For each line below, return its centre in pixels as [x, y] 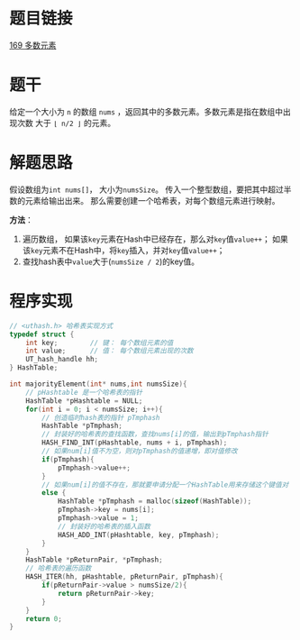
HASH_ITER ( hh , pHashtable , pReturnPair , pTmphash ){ [124, 577]
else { [54, 493]
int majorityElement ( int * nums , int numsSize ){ [98, 384]
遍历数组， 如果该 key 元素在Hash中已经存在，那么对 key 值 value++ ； [146, 239]
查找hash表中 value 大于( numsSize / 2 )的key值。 [111, 261]
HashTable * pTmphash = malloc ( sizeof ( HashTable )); [155, 501]
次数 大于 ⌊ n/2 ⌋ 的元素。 [66, 123]
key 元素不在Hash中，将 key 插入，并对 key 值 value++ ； [127, 250]
